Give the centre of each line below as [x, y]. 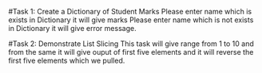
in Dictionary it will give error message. [73, 28]
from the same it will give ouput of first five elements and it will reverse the [131, 52]
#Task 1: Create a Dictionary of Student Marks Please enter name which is [130, 12]
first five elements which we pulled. [67, 60]
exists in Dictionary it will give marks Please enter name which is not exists [131, 20]
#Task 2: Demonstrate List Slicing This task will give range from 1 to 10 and [131, 44]
